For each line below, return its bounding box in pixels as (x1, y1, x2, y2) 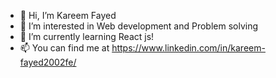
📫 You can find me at (19, 42, 110, 54)
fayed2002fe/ (19, 56, 77, 68)
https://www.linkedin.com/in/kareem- (111, 42, 266, 54)
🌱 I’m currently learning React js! (19, 31, 155, 42)
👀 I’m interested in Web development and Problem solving (19, 20, 259, 32)
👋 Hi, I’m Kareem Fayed (19, 10, 117, 21)
